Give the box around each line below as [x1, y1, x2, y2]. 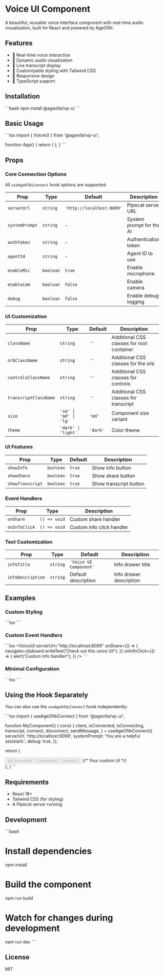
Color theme [111, 427, 140, 434]
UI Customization [5, 313, 47, 320]
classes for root [111, 340, 147, 347]
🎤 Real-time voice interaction [12, 52, 71, 58]
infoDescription [7, 575, 45, 581]
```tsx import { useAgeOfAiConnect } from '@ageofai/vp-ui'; [5, 713, 125, 719]
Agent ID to [126, 250, 153, 257]
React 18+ [12, 791, 33, 797]
